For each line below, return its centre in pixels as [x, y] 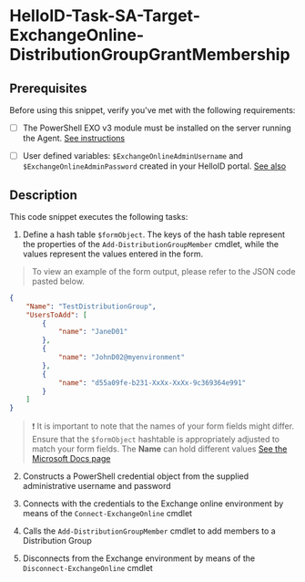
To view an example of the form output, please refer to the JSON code [163, 271]
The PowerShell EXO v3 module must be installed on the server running [157, 128]
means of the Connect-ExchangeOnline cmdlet [107, 514]
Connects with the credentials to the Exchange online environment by [153, 504]
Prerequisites [48, 88]
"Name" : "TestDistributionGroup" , [91, 307]
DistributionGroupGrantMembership [150, 55]
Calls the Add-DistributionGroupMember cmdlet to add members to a [149, 531]
